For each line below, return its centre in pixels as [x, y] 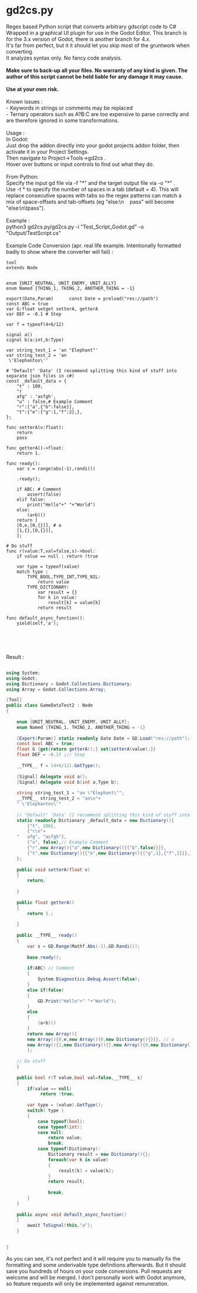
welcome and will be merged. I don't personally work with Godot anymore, [96, 1277]
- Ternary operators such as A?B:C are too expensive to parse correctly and [98, 114]
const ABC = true [27, 304]
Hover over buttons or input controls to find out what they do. [80, 164]
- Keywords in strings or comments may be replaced [69, 108]
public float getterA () [46, 902]
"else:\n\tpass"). [26, 208]
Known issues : [24, 101]
